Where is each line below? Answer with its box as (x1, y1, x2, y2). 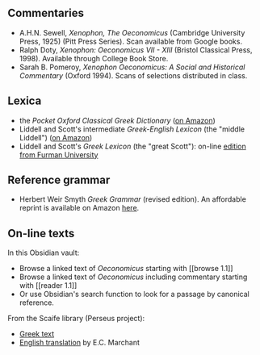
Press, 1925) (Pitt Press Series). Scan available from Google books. (19, 36, 243, 46)
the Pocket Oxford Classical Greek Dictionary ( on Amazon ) (19, 115, 216, 125)
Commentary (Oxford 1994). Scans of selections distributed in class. (19, 70, 248, 80)
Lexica (7, 94, 42, 108)
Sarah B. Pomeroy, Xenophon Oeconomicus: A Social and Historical (19, 62, 245, 72)
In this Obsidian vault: (7, 248, 80, 257)
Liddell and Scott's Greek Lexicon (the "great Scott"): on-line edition (19, 141, 247, 151)
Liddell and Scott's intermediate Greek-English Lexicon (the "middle (19, 124, 245, 134)
